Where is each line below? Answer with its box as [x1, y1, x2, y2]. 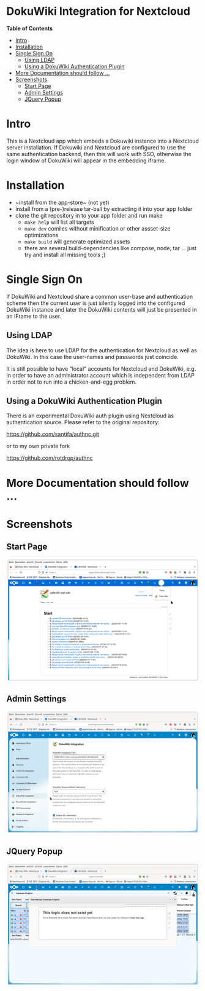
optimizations [24, 231, 59, 239]
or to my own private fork [6, 443, 70, 450]
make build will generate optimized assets [24, 238, 130, 245]
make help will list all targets [24, 218, 94, 226]
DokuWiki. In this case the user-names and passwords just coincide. [6, 353, 179, 360]
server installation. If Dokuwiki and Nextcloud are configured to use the [6, 143, 186, 151]
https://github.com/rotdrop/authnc [6, 454, 93, 462]
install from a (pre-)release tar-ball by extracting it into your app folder [15, 205, 193, 213]
